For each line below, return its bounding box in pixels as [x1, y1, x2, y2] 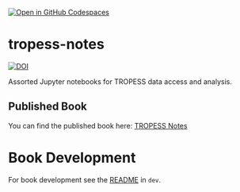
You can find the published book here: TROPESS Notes [8, 121, 188, 130]
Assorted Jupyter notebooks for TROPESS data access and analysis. [8, 76, 232, 86]
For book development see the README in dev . [8, 175, 162, 184]
